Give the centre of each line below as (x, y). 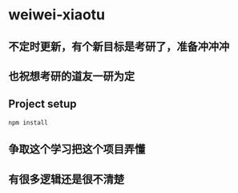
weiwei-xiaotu (57, 15)
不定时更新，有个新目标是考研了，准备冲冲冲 (119, 46)
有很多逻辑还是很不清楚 (66, 179)
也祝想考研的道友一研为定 (71, 76)
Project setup (43, 104)
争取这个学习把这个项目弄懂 (77, 149)
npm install (28, 122)
